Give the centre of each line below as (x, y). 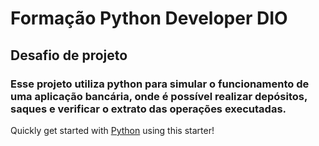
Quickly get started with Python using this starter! (112, 130)
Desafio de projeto (69, 55)
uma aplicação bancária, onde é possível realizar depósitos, (159, 96)
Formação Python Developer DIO (149, 18)
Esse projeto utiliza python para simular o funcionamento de (160, 84)
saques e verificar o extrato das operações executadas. (148, 109)
